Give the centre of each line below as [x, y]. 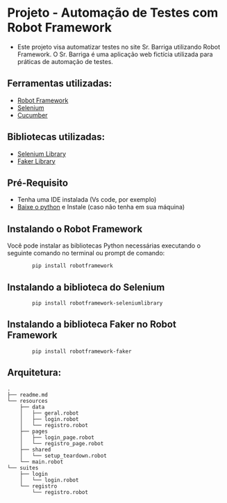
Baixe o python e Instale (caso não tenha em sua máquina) [101, 207]
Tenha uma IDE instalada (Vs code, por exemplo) [87, 200]
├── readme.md [28, 394]
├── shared [35, 449]
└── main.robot [42, 462]
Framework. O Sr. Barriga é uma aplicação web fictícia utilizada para [115, 54]
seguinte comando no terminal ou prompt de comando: [86, 253]
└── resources [28, 401]
